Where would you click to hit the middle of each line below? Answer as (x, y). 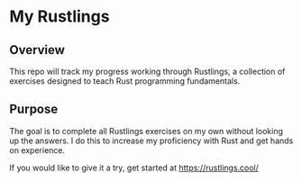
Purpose (34, 109)
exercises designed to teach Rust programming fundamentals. (125, 81)
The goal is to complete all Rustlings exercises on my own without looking (146, 131)
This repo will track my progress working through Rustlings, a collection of (147, 71)
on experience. (37, 150)
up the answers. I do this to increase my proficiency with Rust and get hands (151, 141)
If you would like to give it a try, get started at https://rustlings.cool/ (134, 168)
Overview (37, 50)
